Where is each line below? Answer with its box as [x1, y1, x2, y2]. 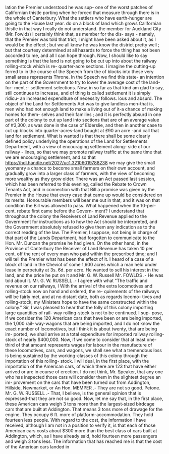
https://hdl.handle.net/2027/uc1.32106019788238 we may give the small [5, 160, 155, 165]
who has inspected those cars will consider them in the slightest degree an [5, 374, 161, 380]
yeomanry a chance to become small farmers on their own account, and [5, 165, 155, 171]
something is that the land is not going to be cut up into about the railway [5, 58, 157, 64]
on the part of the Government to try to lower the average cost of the [5, 79, 148, 85]
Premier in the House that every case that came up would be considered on [5, 192, 162, 198]
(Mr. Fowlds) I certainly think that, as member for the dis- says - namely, [5, 31, 155, 37]
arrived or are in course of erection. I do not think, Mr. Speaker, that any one [5, 369, 163, 375]
